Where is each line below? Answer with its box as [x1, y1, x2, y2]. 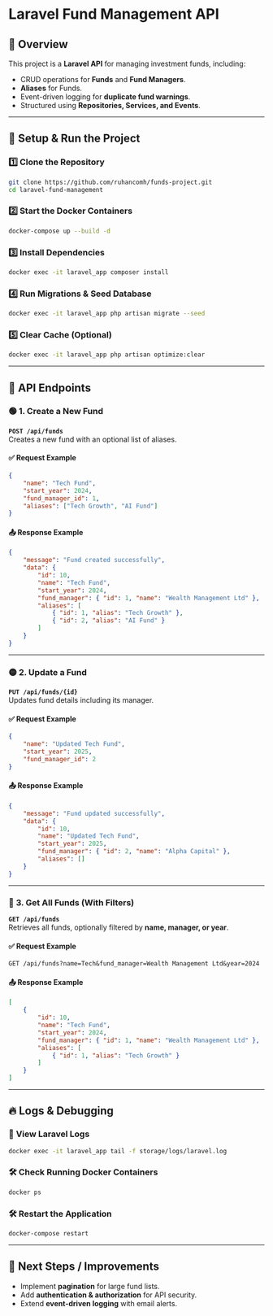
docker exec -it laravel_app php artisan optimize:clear [8, 351, 206, 359]
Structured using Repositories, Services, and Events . [19, 101, 201, 110]
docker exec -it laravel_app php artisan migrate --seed [8, 310, 206, 318]
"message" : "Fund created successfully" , [23, 556, 165, 564]
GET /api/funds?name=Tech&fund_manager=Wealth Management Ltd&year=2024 [8, 960, 260, 968]
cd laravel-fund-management [8, 185, 104, 194]
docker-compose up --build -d [8, 227, 111, 235]
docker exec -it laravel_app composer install [8, 268, 169, 277]
